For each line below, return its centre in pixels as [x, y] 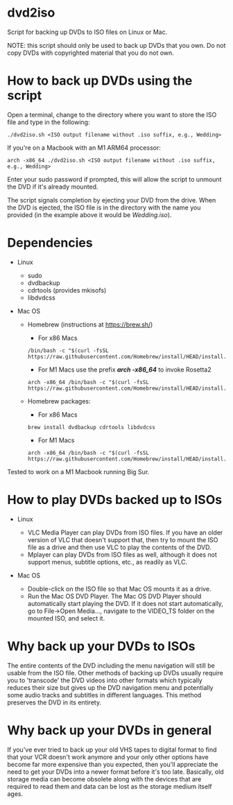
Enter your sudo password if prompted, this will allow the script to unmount [114, 179]
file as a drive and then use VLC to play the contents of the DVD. [119, 547]
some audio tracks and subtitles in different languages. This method [104, 695]
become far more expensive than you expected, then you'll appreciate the [113, 764]
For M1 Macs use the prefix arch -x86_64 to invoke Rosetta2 [124, 370]
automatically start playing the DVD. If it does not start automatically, [126, 603]
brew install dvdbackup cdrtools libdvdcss [92, 427]
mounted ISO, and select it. [66, 618]
